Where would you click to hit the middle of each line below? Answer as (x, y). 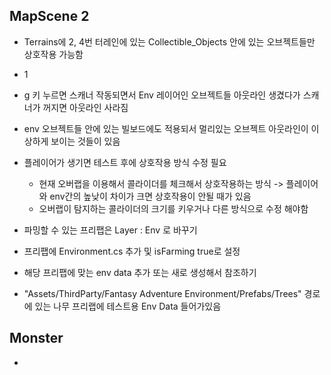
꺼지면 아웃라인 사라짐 (85, 107)
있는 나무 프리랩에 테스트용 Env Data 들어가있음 (128, 306)
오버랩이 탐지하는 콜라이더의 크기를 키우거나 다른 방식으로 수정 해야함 (173, 208)
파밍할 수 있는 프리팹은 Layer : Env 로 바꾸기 (110, 230)
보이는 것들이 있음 (85, 141)
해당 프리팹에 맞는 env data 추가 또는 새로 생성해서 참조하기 (140, 272)
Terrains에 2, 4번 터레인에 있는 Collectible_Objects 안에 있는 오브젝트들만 (169, 41)
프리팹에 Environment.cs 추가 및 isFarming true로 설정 (132, 251)
